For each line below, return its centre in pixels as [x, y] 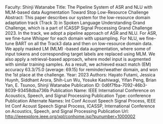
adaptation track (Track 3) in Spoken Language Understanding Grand [75, 23]
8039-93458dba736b [27, 90]
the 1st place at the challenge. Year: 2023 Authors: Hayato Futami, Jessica [80, 75]
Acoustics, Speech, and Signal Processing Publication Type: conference [78, 96]
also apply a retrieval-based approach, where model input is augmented [78, 59]
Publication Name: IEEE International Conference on [103, 90]
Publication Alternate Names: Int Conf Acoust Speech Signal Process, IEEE [81, 101]
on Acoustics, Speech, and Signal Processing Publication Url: [67, 111]
